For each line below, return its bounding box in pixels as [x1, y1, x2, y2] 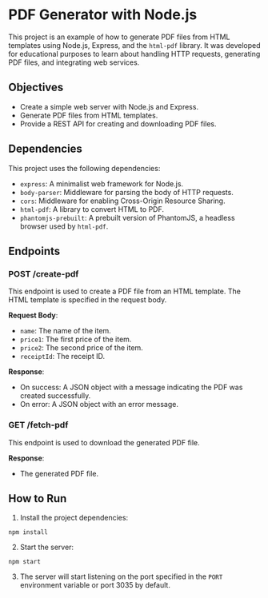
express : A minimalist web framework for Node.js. [19, 178, 184, 189]
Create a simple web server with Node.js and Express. [19, 102, 198, 111]
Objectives [8, 81, 64, 94]
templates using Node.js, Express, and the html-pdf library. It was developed [8, 40, 261, 50]
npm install [8, 528, 48, 536]
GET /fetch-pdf [8, 420, 69, 431]
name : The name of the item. [19, 326, 112, 336]
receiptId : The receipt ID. [19, 352, 106, 361]
